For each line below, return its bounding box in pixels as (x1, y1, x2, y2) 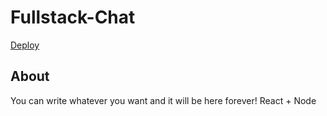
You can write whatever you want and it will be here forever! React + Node (10, 94, 317, 106)
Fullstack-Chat (10, 6, 136, 29)
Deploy (10, 39, 40, 51)
